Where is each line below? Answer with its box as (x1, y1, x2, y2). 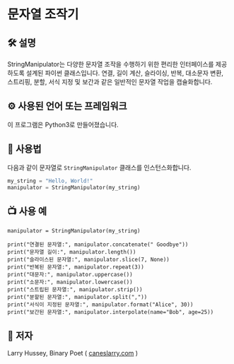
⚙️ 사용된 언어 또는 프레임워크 (7, 100, 127, 112)
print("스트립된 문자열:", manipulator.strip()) (7, 286, 143, 293)
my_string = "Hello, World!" (7, 177, 93, 184)
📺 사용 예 (7, 205, 47, 217)
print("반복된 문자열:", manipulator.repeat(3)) (7, 264, 145, 271)
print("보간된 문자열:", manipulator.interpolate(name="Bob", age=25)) (7, 309, 214, 316)
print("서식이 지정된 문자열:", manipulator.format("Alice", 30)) (7, 301, 194, 308)
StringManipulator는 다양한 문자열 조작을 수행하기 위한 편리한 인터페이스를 (7, 60, 214, 68)
